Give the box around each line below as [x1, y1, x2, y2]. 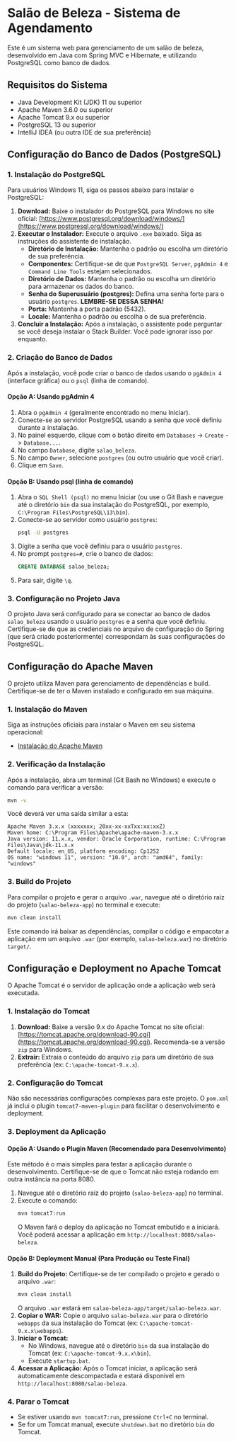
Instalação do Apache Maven [17, 742, 103, 750]
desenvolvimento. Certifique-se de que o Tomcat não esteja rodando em [7, 1167, 219, 1176]
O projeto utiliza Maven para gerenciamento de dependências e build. [7, 679, 211, 688]
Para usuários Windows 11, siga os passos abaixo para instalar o [7, 186, 194, 194]
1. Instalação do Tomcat [7, 1006, 90, 1016]
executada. [7, 989, 40, 997]
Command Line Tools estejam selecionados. [28, 267, 153, 276]
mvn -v [7, 797, 27, 804]
